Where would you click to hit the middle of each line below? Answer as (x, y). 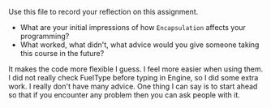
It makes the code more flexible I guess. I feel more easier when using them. (136, 69)
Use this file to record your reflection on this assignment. (103, 12)
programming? (45, 36)
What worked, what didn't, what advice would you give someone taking (140, 45)
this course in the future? (62, 53)
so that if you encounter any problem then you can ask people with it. (125, 95)
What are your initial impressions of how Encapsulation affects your (133, 27)
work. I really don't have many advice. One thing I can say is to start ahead (133, 86)
